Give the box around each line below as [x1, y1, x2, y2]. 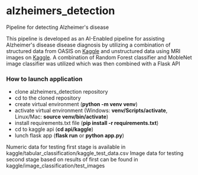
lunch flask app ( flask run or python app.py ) [14, 132, 125, 139]
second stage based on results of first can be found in [6, 156, 138, 163]
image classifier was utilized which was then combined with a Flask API [6, 60, 180, 67]
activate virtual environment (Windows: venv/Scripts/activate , [14, 107, 168, 114]
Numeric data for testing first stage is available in [6, 143, 126, 151]
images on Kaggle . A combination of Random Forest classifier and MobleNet [6, 54, 192, 61]
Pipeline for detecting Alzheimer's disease [6, 24, 109, 31]
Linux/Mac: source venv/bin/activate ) [14, 113, 109, 120]
